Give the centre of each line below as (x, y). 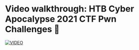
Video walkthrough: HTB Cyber (69, 9)
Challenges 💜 (32, 29)
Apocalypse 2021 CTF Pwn (61, 19)
